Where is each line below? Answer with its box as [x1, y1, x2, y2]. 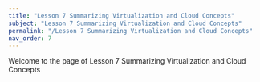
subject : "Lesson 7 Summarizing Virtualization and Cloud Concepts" [8, 19, 242, 27]
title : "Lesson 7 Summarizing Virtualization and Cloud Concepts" [8, 11, 235, 20]
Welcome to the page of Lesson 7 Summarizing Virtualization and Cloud [8, 56, 246, 66]
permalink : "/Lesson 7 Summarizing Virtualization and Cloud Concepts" [8, 27, 253, 35]
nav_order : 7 [8, 34, 52, 43]
